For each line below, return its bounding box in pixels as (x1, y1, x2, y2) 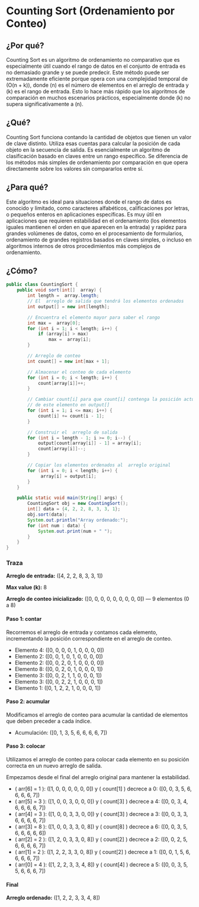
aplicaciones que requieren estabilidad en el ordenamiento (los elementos (6, 217, 187, 224)
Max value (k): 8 (6, 584, 47, 591)
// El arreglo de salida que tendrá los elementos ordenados (27, 299, 184, 305)
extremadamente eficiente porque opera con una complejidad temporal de (6, 76, 188, 82)
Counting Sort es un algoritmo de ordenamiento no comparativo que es (6, 57, 180, 63)
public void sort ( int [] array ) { (17, 287, 102, 293)
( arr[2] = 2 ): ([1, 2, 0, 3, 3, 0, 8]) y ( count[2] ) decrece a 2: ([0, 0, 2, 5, (14, 836, 188, 843)
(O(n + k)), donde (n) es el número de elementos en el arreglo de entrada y (6, 81, 189, 89)
